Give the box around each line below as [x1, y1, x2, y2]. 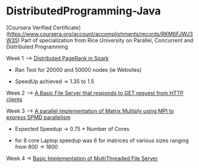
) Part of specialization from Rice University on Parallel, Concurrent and [17, 36, 194, 44]
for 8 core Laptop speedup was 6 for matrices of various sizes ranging [14, 136, 189, 144]
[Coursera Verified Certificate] [6, 24, 81, 31]
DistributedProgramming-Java [6, 4, 161, 18]
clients [6, 96, 23, 103]
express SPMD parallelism [6, 114, 71, 121]
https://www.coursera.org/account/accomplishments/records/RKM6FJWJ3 [8, 30, 193, 37]
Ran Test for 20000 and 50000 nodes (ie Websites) [14, 66, 142, 73]
